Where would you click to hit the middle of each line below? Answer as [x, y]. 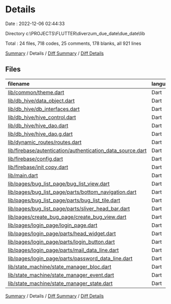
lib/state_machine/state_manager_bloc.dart [60, 267]
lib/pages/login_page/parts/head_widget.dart [62, 233]
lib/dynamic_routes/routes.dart [45, 142]
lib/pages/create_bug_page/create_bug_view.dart [67, 217]
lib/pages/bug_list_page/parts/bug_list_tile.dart [64, 200]
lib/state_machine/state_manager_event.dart [61, 275]
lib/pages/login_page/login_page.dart [53, 225]
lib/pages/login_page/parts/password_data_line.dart [70, 258]
